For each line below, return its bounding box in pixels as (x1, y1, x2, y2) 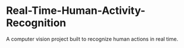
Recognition (6, 16, 66, 29)
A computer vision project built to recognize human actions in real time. (6, 35, 179, 42)
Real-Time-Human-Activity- (6, 4, 145, 17)
